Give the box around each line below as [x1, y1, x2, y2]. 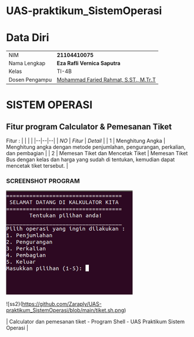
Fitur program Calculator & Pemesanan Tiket [6, 122, 172, 132]
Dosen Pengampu [8, 76, 52, 83]
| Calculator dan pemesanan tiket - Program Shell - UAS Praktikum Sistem [6, 318, 185, 325]
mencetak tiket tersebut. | [6, 162, 69, 169]
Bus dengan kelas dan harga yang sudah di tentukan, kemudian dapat [6, 156, 175, 163]
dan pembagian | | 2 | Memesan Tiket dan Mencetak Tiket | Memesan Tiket [6, 150, 188, 157]
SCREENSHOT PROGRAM [6, 177, 81, 185]
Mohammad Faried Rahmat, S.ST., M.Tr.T [56, 76, 156, 83]
